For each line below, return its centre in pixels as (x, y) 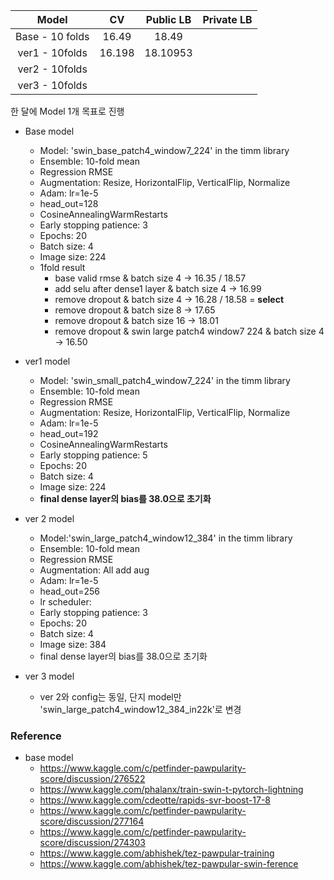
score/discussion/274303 (92, 843)
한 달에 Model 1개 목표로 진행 (67, 111)
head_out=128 (69, 203)
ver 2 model (49, 518)
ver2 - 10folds (52, 69)
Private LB (227, 19)
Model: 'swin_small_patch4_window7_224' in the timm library (165, 380)
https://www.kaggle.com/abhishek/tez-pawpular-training (157, 853)
